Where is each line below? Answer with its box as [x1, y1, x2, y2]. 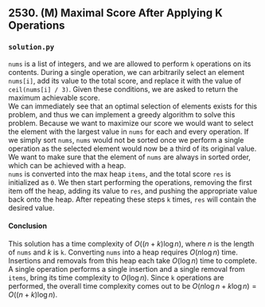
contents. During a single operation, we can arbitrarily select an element [8, 67, 245, 77]
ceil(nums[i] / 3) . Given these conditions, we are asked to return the [8, 84, 239, 94]
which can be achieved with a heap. [8, 160, 127, 170]
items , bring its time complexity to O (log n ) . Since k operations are [8, 273, 224, 282]
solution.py [8, 43, 55, 52]
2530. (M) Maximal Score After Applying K [8, 6, 223, 20]
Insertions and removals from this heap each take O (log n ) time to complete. [8, 255, 257, 266]
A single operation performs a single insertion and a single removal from [8, 264, 245, 274]
